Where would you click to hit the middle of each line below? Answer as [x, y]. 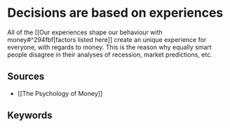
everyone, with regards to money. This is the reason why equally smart [109, 47]
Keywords [30, 116]
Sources [26, 77]
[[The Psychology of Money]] [60, 93]
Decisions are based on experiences [115, 13]
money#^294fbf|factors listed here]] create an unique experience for [107, 39]
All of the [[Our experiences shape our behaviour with [85, 32]
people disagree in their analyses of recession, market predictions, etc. [110, 55]
